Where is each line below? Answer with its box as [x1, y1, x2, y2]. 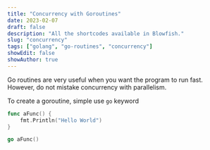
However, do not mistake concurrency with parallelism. [7, 82, 167, 92]
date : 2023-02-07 [7, 17, 58, 24]
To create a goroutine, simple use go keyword [7, 96, 140, 105]
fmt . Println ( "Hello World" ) [20, 117, 102, 124]
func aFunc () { [7, 110, 52, 117]
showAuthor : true [7, 56, 58, 63]
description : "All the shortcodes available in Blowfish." [7, 30, 185, 37]
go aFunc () [7, 136, 39, 143]
